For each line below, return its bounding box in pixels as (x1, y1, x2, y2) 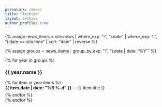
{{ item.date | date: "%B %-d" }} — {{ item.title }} (5, 85, 105, 91)
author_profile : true (5, 20, 49, 26)
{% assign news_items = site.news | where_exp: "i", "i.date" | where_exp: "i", (5, 34, 158, 40)
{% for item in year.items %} (5, 80, 61, 86)
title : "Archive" (5, 12, 40, 16)
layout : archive (5, 16, 38, 21)
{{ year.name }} (5, 68, 43, 75)
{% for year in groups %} (5, 57, 55, 63)
